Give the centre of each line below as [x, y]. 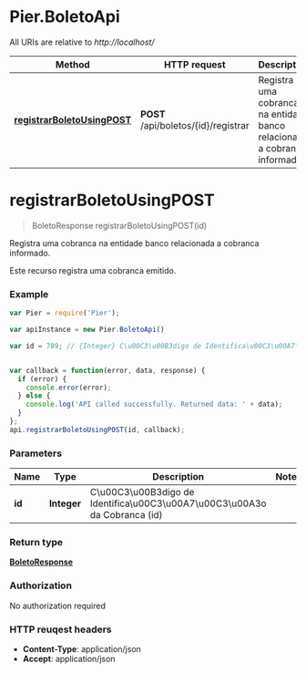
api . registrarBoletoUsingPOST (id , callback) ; [97, 430]
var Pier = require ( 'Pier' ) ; [65, 313]
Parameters [36, 453]
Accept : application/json [69, 658]
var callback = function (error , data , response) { [107, 370]
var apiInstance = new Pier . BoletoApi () [87, 330]
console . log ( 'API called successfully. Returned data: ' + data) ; [154, 404]
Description [178, 477]
